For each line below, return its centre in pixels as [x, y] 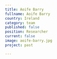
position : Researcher [27, 32]
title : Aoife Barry [24, 9]
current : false [20, 36]
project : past [19, 45]
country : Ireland [22, 18]
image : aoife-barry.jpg [29, 41]
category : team [20, 23]
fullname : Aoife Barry [28, 14]
